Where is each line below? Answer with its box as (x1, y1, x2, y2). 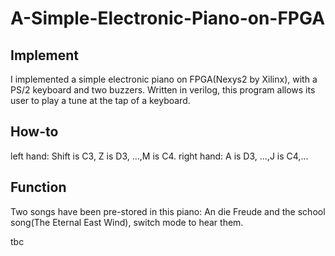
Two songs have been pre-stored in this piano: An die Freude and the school (10, 205, 326, 217)
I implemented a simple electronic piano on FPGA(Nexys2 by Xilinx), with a (10, 73, 318, 85)
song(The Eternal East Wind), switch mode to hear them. (10, 216, 244, 228)
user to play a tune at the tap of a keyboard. (10, 95, 191, 106)
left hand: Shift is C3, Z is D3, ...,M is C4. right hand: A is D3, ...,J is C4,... (10, 150, 309, 162)
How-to (10, 123, 59, 141)
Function (10, 179, 67, 196)
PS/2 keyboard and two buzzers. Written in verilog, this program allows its (10, 84, 316, 96)
